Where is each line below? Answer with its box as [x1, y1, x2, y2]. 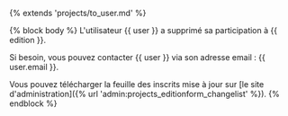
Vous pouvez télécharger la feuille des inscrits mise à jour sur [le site [9, 79, 265, 89]
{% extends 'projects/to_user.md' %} [9, 8, 147, 18]
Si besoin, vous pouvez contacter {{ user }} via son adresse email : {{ [9, 52, 265, 62]
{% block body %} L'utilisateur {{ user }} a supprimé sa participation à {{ [9, 25, 277, 35]
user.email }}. [9, 62, 59, 72]
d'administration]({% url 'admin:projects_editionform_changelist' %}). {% [9, 89, 281, 99]
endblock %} [9, 98, 58, 109]
